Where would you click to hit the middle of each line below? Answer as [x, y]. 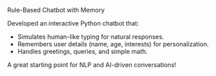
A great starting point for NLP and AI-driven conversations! [92, 65]
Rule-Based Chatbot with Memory [56, 10]
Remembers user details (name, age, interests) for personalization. [113, 44]
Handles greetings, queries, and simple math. [83, 51]
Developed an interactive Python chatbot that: [73, 23]
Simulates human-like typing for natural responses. [91, 37]
